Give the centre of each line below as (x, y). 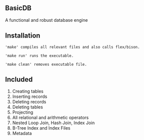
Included (19, 79)
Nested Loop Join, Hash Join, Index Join (54, 123)
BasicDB (18, 8)
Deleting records (29, 102)
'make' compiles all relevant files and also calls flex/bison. (72, 47)
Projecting (23, 112)
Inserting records (30, 96)
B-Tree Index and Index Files (41, 128)
